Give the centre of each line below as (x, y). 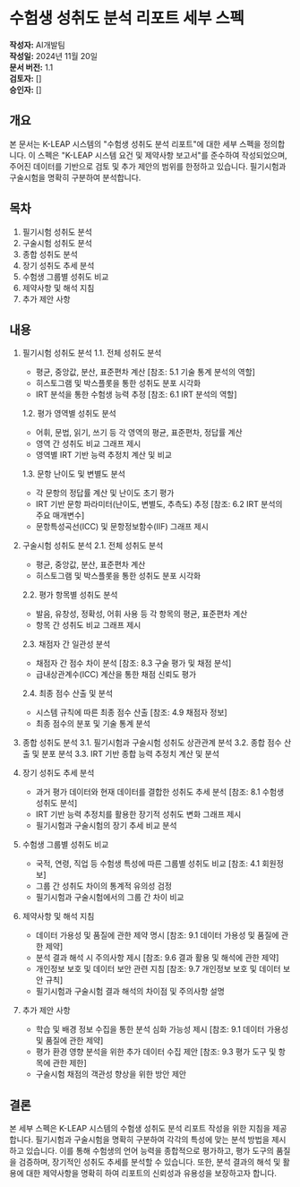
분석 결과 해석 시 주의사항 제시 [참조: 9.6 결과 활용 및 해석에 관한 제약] (157, 958)
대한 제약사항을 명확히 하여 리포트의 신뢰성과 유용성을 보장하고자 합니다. (151, 1174)
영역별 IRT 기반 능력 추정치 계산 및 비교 (104, 455)
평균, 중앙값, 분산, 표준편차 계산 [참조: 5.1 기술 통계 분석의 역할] (145, 372)
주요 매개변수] (60, 515)
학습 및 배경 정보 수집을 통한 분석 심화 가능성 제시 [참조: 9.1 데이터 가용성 (162, 1029)
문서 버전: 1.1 (31, 67)
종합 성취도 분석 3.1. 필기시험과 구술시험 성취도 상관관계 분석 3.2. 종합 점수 (152, 743)
